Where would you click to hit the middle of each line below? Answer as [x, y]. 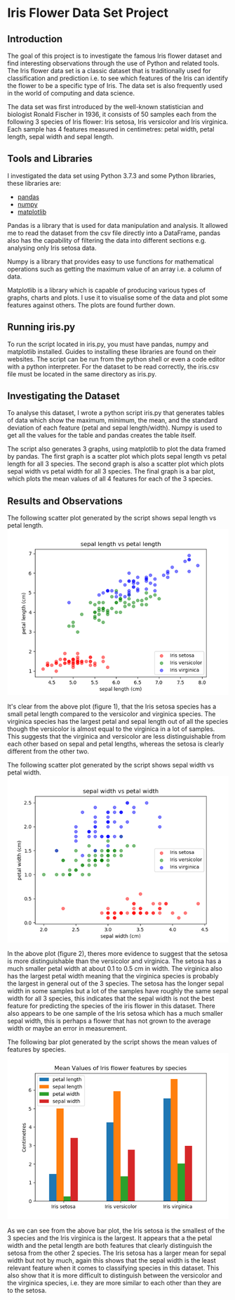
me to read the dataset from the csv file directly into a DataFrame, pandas [114, 233]
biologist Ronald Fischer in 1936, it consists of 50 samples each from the [112, 114]
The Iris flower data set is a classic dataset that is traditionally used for [109, 71]
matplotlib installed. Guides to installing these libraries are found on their [112, 351]
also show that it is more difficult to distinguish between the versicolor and [115, 1275]
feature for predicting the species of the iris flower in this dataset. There [111, 1006]
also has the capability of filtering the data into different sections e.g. [107, 240]
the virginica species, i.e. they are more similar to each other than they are [114, 1283]
